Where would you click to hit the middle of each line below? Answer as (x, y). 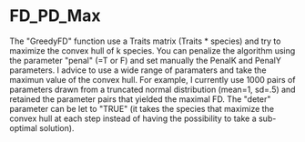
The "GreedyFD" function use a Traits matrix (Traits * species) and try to (145, 41)
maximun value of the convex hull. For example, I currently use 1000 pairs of (152, 79)
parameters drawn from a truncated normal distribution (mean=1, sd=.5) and (152, 89)
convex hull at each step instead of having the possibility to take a (133, 118)
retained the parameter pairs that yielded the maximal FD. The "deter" (140, 99)
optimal (24, 127)
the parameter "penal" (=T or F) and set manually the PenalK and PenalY (146, 60)
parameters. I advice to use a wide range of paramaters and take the (138, 70)
